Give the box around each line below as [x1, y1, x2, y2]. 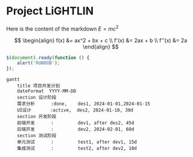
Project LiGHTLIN [6, 4, 94, 18]
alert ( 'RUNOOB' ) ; [17, 60, 61, 67]
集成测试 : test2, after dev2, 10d [17, 146, 137, 152]
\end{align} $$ [83, 43, 119, 50]
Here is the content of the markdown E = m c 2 [6, 24, 119, 32]
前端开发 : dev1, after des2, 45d [17, 120, 135, 126]
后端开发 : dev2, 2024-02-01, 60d [17, 126, 135, 132]
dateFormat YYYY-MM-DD [17, 88, 77, 94]
